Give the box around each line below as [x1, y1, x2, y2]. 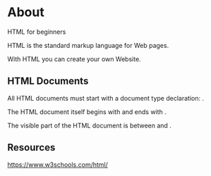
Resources [7, 142, 56, 153]
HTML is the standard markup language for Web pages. [7, 41, 169, 49]
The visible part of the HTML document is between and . [7, 121, 171, 130]
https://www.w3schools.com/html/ [7, 160, 108, 169]
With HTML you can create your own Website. [7, 54, 141, 63]
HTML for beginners [7, 27, 66, 36]
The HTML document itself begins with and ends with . [7, 107, 167, 116]
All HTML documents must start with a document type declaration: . [7, 94, 205, 102]
